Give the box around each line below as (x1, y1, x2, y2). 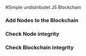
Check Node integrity (5, 30, 60, 37)
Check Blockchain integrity (5, 44, 74, 51)
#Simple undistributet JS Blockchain (5, 5, 81, 10)
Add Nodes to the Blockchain (5, 17, 79, 24)
